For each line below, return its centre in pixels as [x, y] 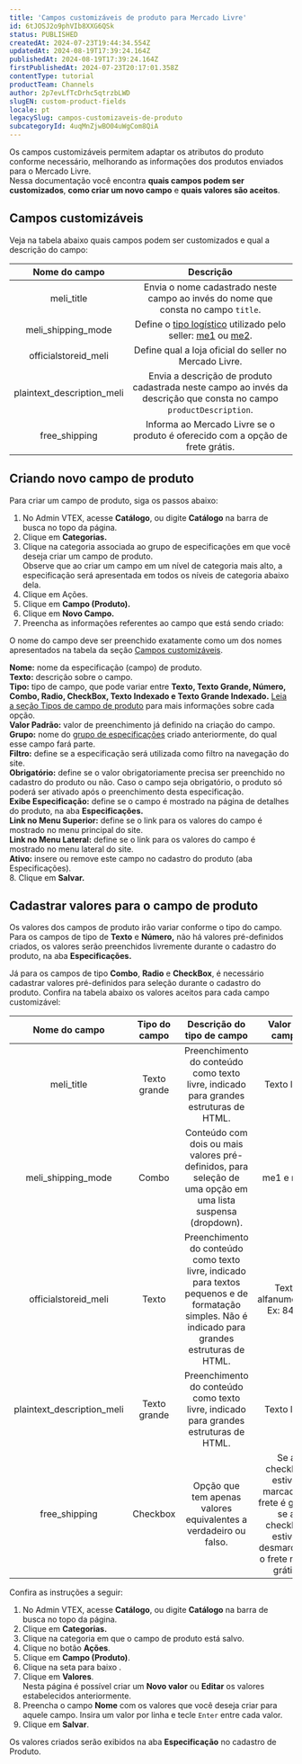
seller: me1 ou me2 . [211, 336]
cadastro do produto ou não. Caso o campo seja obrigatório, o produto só [146, 782]
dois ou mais [217, 1144]
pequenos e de [217, 1294]
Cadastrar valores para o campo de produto [134, 906]
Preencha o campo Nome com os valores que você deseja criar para [150, 1706]
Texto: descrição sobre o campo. [71, 676]
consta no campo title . [210, 309]
